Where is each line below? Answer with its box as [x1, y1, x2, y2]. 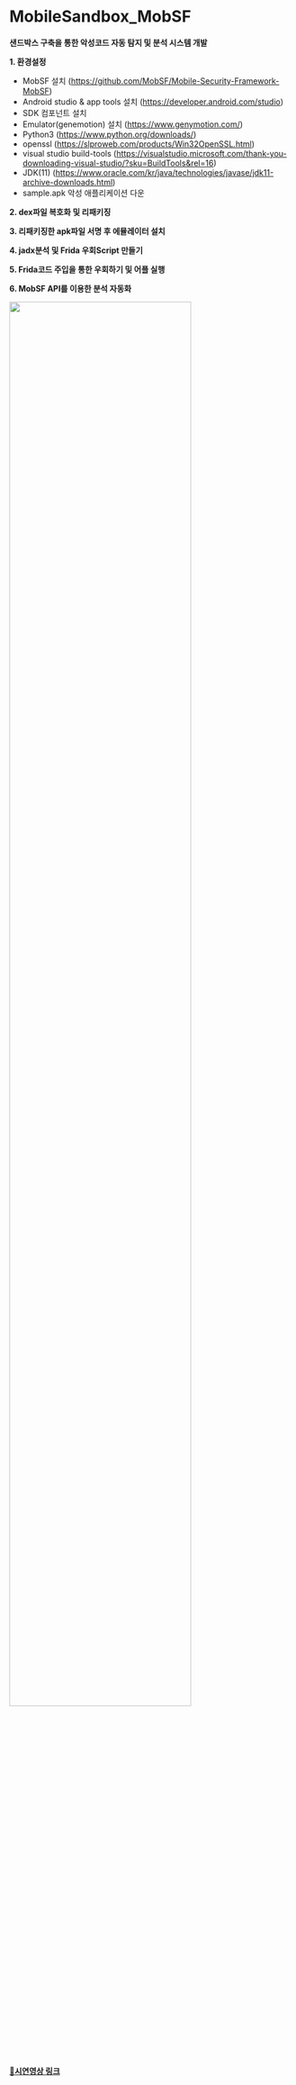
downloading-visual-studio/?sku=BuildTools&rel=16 [22, 158, 214, 168]
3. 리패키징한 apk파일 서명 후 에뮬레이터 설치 [9, 225, 166, 236]
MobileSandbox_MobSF [9, 6, 192, 27]
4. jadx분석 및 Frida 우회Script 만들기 [9, 245, 144, 256]
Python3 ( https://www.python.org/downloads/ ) [22, 129, 197, 140]
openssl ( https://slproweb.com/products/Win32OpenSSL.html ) [22, 138, 255, 149]
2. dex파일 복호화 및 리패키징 [9, 206, 112, 217]
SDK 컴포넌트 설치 [22, 107, 87, 118]
